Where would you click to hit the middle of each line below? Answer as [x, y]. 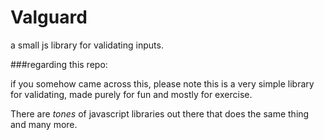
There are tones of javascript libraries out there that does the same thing [160, 113]
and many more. [44, 124]
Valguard [49, 17]
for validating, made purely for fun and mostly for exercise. [131, 94]
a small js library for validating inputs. [87, 45]
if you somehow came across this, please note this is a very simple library [162, 83]
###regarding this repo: [59, 64]
